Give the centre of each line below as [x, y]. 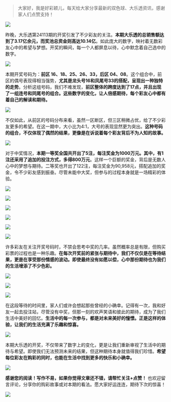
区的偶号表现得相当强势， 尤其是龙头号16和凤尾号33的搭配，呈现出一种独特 [84, 81]
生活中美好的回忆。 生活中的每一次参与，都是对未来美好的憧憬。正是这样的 [83, 318]
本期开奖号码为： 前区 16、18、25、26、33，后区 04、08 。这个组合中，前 [83, 74]
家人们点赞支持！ [36, 14]
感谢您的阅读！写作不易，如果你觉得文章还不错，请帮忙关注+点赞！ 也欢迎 [83, 378]
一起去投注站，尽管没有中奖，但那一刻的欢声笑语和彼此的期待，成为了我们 [88, 312]
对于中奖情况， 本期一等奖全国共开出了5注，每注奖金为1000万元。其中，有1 [84, 153]
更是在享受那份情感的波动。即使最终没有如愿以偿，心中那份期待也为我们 [90, 260]
